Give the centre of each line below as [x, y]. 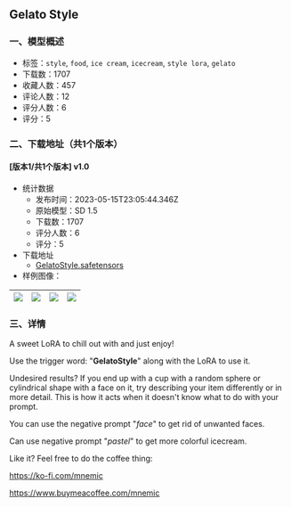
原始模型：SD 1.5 [66, 210]
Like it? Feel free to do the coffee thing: [81, 459]
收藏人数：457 [49, 85]
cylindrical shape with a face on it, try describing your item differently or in [145, 388]
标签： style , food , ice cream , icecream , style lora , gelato [129, 62]
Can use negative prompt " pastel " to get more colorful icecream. [128, 441]
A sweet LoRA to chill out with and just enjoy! [92, 344]
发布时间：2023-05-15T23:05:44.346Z [107, 199]
